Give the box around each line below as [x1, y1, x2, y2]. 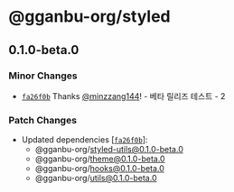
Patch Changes [8, 114, 78, 126]
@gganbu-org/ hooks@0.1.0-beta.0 [34, 163, 164, 174]
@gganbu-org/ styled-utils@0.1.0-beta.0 [34, 144, 184, 155]
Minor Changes [8, 69, 78, 82]
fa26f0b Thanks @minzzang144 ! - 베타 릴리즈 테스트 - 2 [21, 90, 226, 101]
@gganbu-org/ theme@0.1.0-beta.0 [34, 153, 165, 164]
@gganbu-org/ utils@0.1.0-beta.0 [34, 173, 157, 184]
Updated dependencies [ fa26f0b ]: [21, 134, 148, 145]
